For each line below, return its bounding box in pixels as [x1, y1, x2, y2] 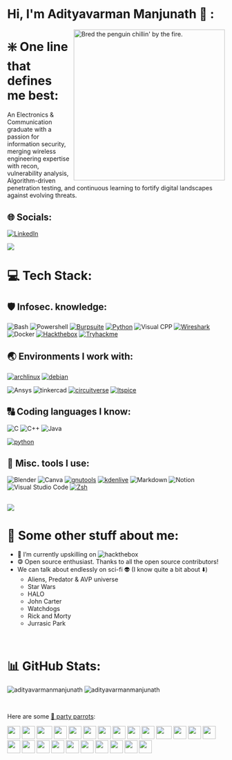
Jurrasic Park [27, 619, 66, 628]
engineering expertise [7, 154, 70, 163]
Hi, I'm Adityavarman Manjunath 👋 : [7, 6, 215, 22]
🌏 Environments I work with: [7, 351, 133, 363]
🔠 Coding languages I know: [7, 406, 131, 418]
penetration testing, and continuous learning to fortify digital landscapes [7, 184, 213, 192]
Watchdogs [27, 605, 61, 613]
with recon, [7, 162, 39, 170]
